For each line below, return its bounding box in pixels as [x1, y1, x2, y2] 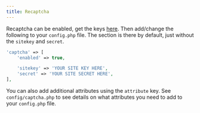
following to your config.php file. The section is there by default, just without [6, 31, 194, 39]
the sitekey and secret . [6, 37, 64, 45]
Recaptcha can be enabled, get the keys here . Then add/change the [6, 25, 174, 32]
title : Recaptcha [6, 8, 50, 15]
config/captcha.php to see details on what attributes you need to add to [6, 93, 183, 101]
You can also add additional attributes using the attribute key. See [6, 87, 171, 94]
